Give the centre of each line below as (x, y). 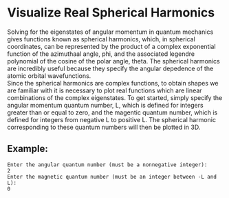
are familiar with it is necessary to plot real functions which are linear (105, 90)
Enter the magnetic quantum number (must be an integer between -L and (112, 177)
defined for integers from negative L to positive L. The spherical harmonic (112, 119)
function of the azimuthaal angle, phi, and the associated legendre (101, 54)
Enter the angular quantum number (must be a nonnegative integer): (107, 165)
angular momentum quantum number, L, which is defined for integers (106, 105)
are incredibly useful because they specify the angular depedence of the (110, 68)
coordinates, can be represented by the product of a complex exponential (111, 46)
